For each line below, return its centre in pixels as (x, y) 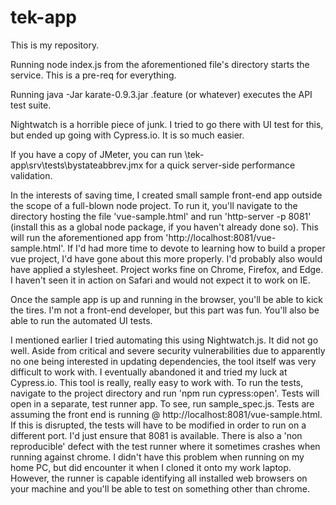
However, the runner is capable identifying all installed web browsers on (159, 478)
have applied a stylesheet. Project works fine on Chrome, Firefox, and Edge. (167, 269)
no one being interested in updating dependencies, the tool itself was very (163, 361)
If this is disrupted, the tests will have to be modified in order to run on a (158, 425)
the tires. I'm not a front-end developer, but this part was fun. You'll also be (165, 310)
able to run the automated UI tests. (81, 320)
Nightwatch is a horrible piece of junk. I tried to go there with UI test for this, (167, 124)
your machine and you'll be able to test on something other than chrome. (160, 488)
